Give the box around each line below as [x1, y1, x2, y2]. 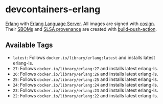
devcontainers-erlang [5, 4, 101, 15]
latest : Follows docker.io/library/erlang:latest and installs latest [12, 54, 155, 60]
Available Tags [5, 41, 53, 50]
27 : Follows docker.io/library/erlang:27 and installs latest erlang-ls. [12, 65, 158, 71]
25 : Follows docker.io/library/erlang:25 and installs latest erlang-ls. [12, 76, 158, 82]
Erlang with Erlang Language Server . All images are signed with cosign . [5, 20, 155, 27]
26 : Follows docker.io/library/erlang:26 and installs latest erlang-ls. [12, 71, 158, 77]
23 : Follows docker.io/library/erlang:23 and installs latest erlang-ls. [12, 87, 158, 93]
